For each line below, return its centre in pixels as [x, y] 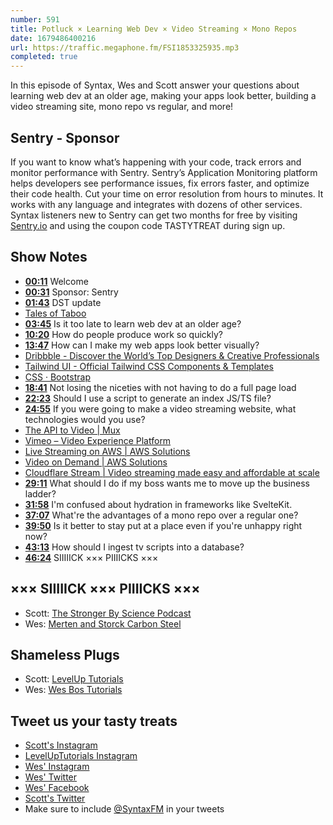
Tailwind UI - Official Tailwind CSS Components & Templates [149, 366]
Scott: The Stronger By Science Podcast [108, 613]
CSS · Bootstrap [57, 377]
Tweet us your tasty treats [94, 721]
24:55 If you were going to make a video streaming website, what [160, 408]
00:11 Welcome [56, 281]
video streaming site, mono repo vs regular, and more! [122, 107]
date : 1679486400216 [53, 38]
